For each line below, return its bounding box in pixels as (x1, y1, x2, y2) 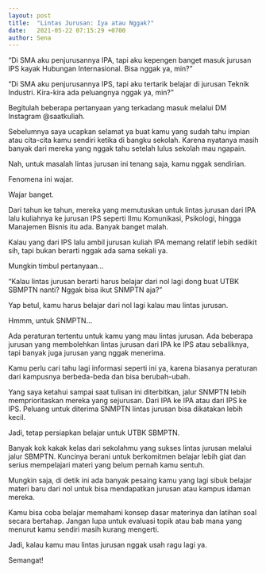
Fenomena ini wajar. (8, 175, 74, 184)
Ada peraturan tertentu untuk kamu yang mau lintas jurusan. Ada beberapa (8, 331, 253, 341)
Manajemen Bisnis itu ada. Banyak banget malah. (8, 222, 169, 232)
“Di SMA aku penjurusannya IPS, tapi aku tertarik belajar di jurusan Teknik (8, 79, 250, 89)
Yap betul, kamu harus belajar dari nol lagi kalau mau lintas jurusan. (8, 301, 229, 310)
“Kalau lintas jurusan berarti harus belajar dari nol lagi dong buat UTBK (8, 277, 240, 286)
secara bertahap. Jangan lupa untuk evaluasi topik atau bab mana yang (8, 517, 242, 526)
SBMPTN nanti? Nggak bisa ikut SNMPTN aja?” (8, 285, 163, 294)
